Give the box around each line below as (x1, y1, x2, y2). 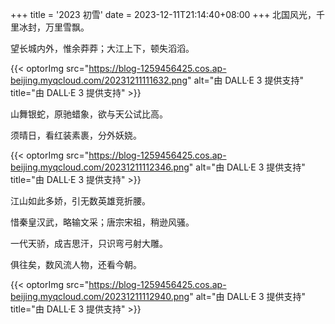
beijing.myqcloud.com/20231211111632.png (10, 74, 188, 86)
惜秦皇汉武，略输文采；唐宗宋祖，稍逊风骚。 (10, 216, 195, 228)
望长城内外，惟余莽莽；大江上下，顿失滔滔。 (10, 43, 195, 54)
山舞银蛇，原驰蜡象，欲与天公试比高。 (10, 108, 168, 120)
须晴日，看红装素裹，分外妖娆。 (10, 129, 142, 141)
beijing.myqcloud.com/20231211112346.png (10, 161, 190, 173)
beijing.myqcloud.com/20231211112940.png (10, 291, 190, 302)
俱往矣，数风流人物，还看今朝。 (10, 259, 142, 270)
